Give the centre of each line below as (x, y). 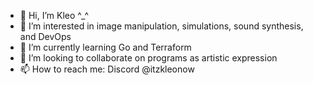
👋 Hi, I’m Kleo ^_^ (54, 15)
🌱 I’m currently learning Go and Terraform (105, 47)
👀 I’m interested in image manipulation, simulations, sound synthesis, (161, 26)
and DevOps (45, 36)
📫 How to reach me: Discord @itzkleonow (107, 69)
